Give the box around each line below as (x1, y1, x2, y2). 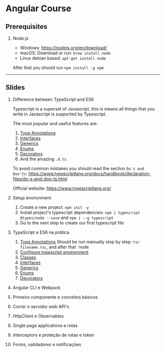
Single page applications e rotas (12, 322, 78, 328)
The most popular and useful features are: (12, 120, 98, 126)
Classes (20, 254, 36, 260)
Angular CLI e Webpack (12, 285, 61, 290)
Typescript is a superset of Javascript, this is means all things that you (12, 106, 155, 111)
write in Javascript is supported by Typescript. (12, 111, 107, 117)
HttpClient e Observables (12, 313, 64, 319)
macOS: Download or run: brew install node (20, 50, 111, 56)
